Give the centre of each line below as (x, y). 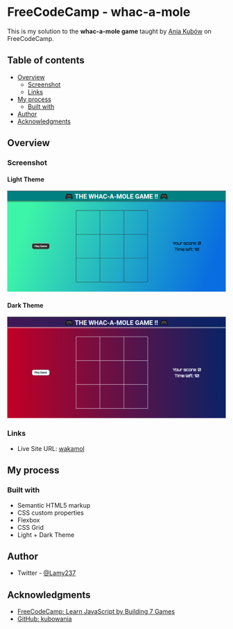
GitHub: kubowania (44, 619)
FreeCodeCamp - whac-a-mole (99, 12)
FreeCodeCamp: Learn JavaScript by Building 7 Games (96, 612)
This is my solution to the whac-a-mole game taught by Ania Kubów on (109, 31)
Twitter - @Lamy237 (46, 573)
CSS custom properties (51, 513)
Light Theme (26, 179)
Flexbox (28, 520)
